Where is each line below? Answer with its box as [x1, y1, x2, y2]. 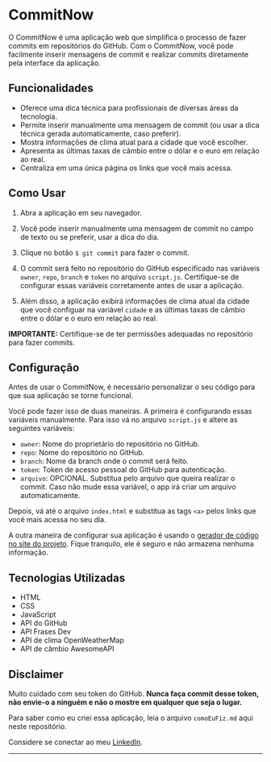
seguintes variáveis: [8, 424, 75, 433]
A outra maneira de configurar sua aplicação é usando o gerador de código [8, 530, 260, 540]
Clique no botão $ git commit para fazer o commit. [19, 248, 190, 257]
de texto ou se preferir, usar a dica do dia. [19, 232, 160, 241]
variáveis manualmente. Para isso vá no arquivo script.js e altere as [8, 415, 238, 425]
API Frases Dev [19, 627, 71, 637]
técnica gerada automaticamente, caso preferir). [19, 128, 181, 138]
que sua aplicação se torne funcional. [8, 391, 134, 400]
